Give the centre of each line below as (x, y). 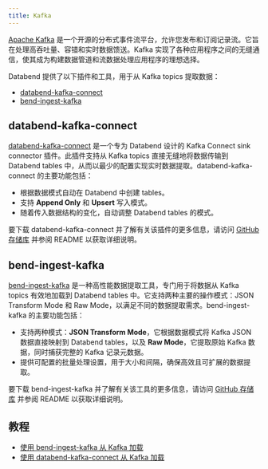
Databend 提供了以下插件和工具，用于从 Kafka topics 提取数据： (114, 76)
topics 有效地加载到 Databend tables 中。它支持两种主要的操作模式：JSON (131, 295)
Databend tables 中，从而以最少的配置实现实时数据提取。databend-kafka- (130, 166)
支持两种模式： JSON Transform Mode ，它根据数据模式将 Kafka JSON (136, 333)
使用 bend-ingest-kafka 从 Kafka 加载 (81, 447)
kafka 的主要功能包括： (47, 315)
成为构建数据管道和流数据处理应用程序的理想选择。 (120, 59)
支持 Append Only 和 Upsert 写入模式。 (86, 203)
